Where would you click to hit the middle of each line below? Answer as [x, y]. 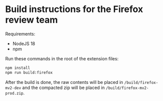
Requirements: [20, 34]
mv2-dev [13, 88]
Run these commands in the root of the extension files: [62, 58]
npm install [18, 68]
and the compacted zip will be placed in [64, 87]
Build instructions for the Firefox [74, 9]
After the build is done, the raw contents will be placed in [64, 82]
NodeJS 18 [24, 43]
